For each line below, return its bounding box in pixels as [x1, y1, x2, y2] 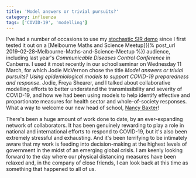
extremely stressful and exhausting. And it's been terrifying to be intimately [6, 135, 188, 142]
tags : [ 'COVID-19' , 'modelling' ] [6, 19, 88, 25]
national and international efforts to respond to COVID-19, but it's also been [6, 128, 187, 135]
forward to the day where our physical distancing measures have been [6, 153, 177, 160]
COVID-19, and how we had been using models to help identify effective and [6, 92, 190, 99]
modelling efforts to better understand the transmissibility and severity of [6, 86, 183, 93]
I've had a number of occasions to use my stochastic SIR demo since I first [6, 36, 186, 43]
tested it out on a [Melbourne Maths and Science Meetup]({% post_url [6, 42, 176, 49]
